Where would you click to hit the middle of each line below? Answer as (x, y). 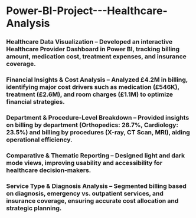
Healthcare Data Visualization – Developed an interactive (89, 42)
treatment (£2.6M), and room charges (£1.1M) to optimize (89, 94)
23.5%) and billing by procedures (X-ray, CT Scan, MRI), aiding (98, 132)
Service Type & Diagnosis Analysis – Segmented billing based (97, 186)
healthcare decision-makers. (49, 170)
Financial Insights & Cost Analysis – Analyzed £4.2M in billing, (97, 80)
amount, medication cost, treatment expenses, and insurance (97, 57)
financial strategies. (35, 102)
